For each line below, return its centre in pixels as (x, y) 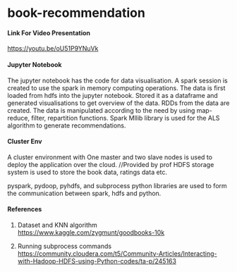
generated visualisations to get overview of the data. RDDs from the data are (119, 103)
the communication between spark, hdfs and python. (84, 193)
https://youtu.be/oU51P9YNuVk (53, 49)
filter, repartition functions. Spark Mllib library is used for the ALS (126, 118)
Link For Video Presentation (49, 32)
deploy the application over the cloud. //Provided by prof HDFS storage (111, 164)
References (25, 209)
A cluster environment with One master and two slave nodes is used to (110, 157)
